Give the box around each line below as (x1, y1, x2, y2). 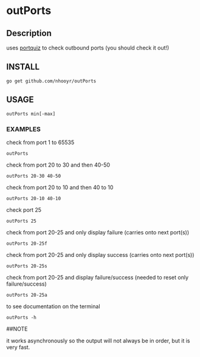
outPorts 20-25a (6, 292, 47, 298)
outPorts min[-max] (6, 110, 56, 117)
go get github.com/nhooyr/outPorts (6, 78, 97, 84)
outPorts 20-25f (6, 240, 47, 247)
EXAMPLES (6, 124, 41, 133)
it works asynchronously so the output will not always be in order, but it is (6, 337, 190, 344)
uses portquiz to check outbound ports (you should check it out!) (6, 44, 170, 51)
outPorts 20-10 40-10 (6, 195, 61, 201)
